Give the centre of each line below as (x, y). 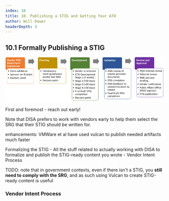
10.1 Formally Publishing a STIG (55, 48)
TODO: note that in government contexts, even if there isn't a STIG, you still (84, 170)
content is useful (36, 180)
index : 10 (16, 11)
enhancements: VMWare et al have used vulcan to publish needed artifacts (83, 134)
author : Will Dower (26, 21)
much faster (18, 140)
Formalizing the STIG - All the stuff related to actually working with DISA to (83, 149)
